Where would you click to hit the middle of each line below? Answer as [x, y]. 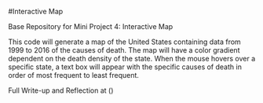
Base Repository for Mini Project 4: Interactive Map [91, 26]
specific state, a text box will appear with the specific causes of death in [125, 67]
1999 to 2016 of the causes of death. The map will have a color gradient [124, 50]
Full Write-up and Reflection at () [61, 90]
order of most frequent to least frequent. [74, 75]
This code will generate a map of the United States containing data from [124, 42]
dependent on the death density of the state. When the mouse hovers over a [132, 59]
